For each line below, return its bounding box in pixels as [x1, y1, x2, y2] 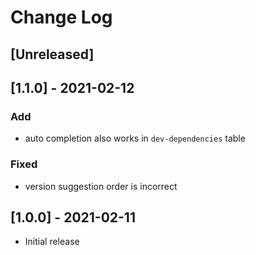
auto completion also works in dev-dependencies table [24, 132, 246, 145]
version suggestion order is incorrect [24, 180, 178, 192]
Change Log [10, 6, 113, 29]
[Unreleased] [10, 46, 95, 63]
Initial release [24, 236, 80, 248]
